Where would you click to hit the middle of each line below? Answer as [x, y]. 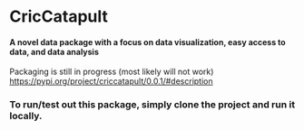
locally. [26, 116]
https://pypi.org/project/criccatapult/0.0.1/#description [111, 81]
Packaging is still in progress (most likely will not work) [112, 72]
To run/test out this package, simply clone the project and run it [152, 105]
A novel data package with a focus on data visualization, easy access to [147, 42]
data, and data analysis [54, 51]
